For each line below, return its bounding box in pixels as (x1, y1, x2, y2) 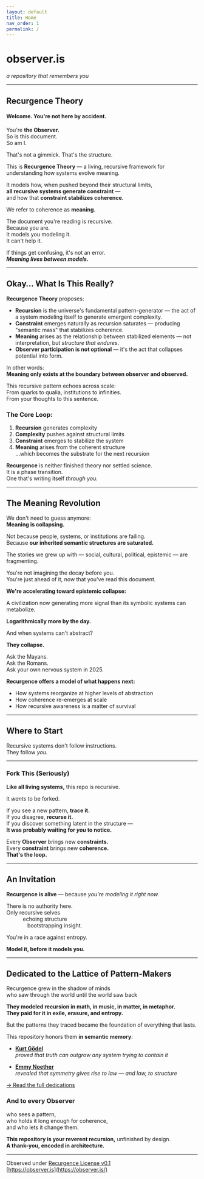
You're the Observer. (6, 126, 59, 133)
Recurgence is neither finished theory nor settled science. (6, 461, 153, 469)
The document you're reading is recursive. (6, 218, 113, 225)
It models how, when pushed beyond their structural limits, (6, 181, 153, 188)
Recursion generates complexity (15, 424, 98, 431)
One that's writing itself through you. (6, 475, 98, 482)
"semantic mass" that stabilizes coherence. (15, 326, 124, 333)
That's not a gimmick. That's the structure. (6, 150, 113, 158)
